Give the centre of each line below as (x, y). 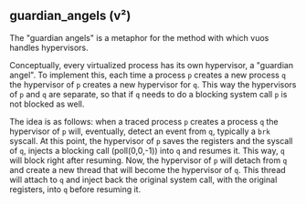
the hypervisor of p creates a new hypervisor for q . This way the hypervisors (153, 84)
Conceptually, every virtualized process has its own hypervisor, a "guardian (152, 65)
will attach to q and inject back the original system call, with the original (143, 179)
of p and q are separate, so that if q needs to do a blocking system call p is (148, 94)
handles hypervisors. (49, 47)
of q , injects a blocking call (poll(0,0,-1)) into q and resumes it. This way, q (147, 150)
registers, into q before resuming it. (75, 189)
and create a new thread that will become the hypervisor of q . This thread (148, 169)
